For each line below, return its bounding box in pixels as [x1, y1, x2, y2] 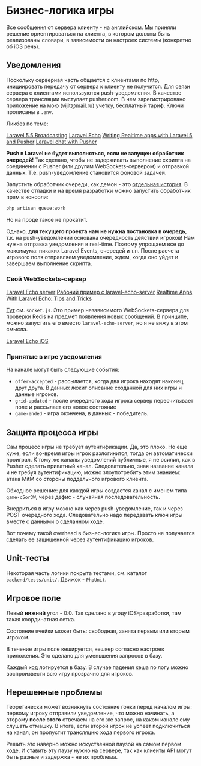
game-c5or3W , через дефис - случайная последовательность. [6, 494, 160, 501]
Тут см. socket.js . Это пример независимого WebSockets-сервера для [6, 306, 189, 313]
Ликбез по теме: [6, 120, 49, 127]
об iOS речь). [6, 43, 40, 50]
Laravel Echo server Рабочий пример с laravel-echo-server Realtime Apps [6, 288, 193, 295]
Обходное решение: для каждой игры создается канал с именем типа [6, 487, 187, 494]
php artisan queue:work [6, 205, 66, 211]
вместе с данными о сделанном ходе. [6, 518, 104, 525]
